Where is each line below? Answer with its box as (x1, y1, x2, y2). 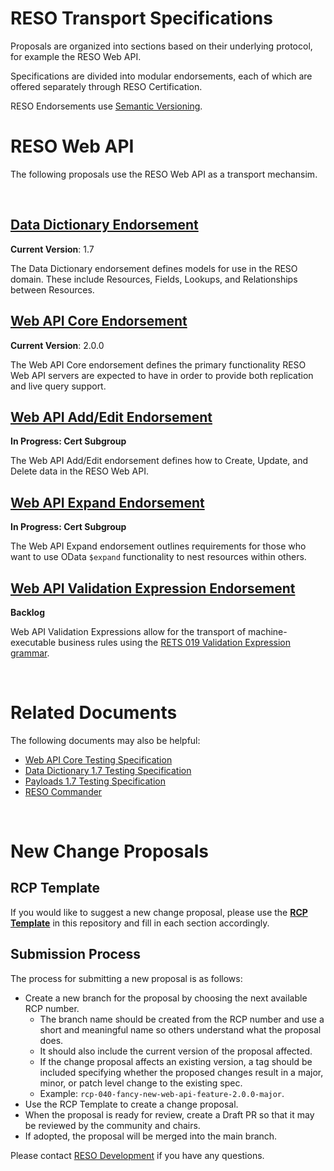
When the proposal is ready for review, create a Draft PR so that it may (24, 1108, 315, 1121)
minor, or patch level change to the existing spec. (39, 1077, 243, 1089)
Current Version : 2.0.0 (10, 339, 105, 351)
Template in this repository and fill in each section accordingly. (10, 917, 270, 929)
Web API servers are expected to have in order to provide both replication (10, 369, 314, 381)
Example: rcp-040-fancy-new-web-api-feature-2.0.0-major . (39, 1087, 285, 1099)
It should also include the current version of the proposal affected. (39, 1045, 313, 1057)
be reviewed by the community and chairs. (24, 1119, 201, 1131)
